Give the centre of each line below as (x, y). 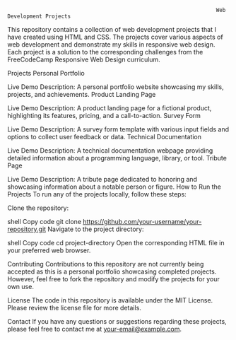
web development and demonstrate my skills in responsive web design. (111, 45)
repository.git (27, 229)
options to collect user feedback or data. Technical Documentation (104, 137)
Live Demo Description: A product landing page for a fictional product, (110, 108)
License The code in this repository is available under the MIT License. (110, 300)
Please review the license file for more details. (74, 308)
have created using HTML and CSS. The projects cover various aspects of (116, 37)
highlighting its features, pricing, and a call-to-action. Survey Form (104, 116)
